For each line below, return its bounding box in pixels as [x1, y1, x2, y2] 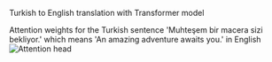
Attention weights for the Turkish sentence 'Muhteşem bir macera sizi [9, 25, 263, 35]
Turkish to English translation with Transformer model [9, 8, 205, 18]
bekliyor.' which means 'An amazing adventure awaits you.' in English [9, 35, 261, 44]
